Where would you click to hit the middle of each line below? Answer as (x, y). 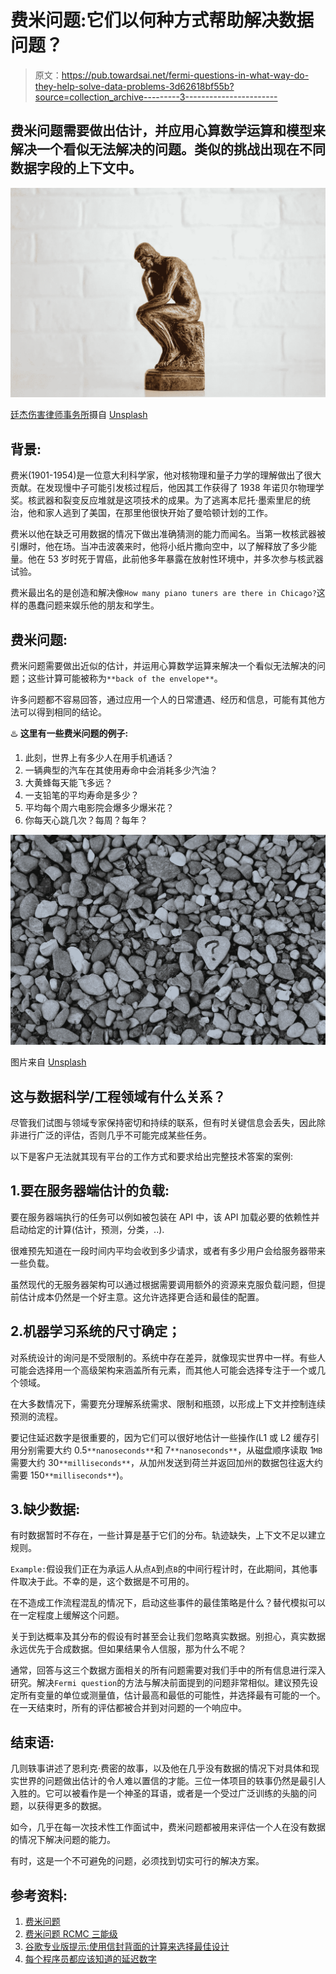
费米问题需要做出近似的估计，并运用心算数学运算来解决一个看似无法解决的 (163, 666)
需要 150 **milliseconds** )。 (69, 1475)
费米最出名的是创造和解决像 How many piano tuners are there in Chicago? (163, 593)
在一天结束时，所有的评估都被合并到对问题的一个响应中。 (128, 1708)
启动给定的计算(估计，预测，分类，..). (87, 1229)
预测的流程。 (36, 1416)
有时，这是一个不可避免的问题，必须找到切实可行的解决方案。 (137, 1861)
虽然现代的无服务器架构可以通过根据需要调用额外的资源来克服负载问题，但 (163, 1284)
